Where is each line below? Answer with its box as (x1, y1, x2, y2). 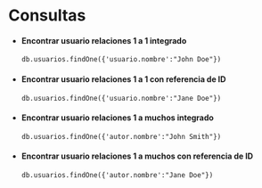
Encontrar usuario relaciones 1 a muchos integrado (20, 112, 215, 123)
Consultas (8, 5, 86, 26)
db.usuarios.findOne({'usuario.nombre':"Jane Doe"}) (20, 94, 222, 102)
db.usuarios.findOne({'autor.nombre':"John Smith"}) (20, 132, 222, 141)
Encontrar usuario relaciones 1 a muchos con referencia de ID (20, 151, 254, 161)
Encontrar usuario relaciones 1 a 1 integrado (20, 35, 187, 45)
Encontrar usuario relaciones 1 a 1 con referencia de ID (20, 73, 226, 85)
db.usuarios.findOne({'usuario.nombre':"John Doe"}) (20, 55, 222, 64)
